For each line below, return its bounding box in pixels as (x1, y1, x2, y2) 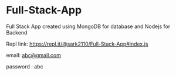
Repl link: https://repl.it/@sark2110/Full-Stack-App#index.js (6, 40, 148, 47)
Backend (6, 29, 28, 36)
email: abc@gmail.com (6, 51, 62, 58)
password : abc (6, 63, 43, 70)
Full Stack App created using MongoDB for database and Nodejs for (6, 23, 171, 30)
